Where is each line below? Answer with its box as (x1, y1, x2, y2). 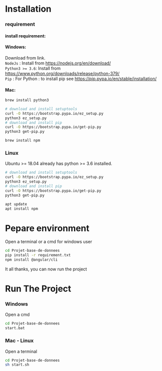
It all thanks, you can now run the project (5, 266, 87, 272)
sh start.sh (5, 362, 29, 367)
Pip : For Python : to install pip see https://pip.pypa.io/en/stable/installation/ (5, 76, 157, 82)
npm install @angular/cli (5, 257, 58, 262)
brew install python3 (5, 98, 49, 103)
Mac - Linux (5, 337, 34, 344)
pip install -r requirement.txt (5, 253, 71, 258)
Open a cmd (5, 311, 30, 318)
